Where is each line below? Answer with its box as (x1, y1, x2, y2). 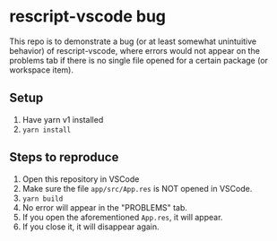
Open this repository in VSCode (22, 173, 140, 185)
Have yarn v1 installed (22, 114, 104, 125)
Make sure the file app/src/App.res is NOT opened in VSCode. (22, 183, 253, 194)
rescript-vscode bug (9, 6, 167, 27)
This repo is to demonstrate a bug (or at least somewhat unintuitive (9, 36, 257, 47)
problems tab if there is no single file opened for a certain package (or (9, 55, 269, 65)
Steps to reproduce (9, 150, 119, 165)
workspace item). (9, 65, 74, 75)
